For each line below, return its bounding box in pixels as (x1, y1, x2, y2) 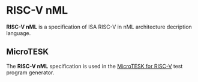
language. (6, 29, 31, 36)
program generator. (6, 69, 55, 76)
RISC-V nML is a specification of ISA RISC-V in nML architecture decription (6, 23, 192, 30)
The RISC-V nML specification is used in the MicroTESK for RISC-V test (6, 62, 183, 70)
